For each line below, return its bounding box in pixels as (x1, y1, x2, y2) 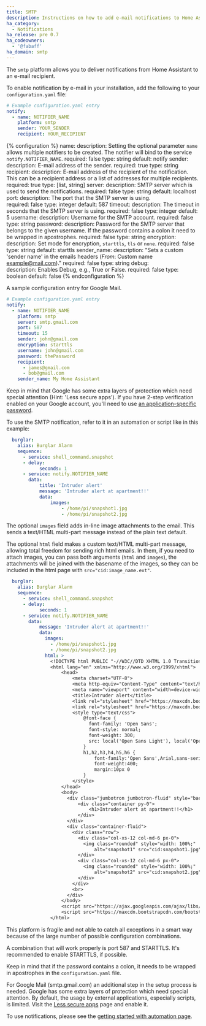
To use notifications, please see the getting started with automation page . (6, 1013, 193, 1020)
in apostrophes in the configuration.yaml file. (6, 969, 121, 976)
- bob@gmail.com (22, 370, 64, 377)
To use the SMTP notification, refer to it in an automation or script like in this (6, 418, 199, 426)
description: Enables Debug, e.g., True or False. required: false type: (6, 266, 179, 273)
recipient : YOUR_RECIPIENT (17, 131, 86, 137)
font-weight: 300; (88, 732, 136, 738)
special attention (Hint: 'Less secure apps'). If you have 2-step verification (6, 394, 194, 401)
